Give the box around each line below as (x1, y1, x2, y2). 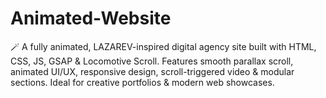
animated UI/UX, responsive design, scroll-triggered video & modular (10, 65, 295, 77)
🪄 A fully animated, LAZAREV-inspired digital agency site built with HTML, (10, 40, 317, 52)
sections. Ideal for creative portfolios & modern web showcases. (10, 76, 275, 88)
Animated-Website (10, 7, 172, 30)
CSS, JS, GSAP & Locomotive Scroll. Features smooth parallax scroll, (10, 55, 294, 67)
